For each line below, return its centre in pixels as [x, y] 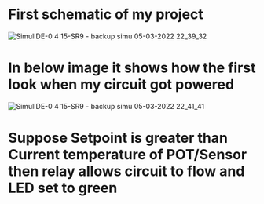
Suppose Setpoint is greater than [118, 138]
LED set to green [63, 188]
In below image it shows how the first [132, 68]
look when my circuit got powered [121, 85]
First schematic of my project [106, 15]
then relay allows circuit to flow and [126, 171]
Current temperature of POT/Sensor [128, 155]
